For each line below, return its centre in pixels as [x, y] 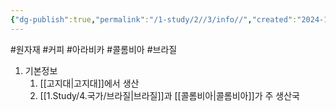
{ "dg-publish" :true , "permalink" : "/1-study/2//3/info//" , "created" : [154, 19]
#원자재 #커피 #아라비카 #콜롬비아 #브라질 [94, 49]
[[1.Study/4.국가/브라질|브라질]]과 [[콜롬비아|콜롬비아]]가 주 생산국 [169, 95]
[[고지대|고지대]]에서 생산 [89, 83]
